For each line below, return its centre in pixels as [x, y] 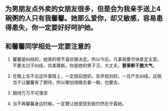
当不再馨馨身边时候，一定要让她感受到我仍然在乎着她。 [69, 103]
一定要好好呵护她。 [67, 28]
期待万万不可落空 [30, 93]
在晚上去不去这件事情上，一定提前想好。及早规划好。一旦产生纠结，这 [85, 76]
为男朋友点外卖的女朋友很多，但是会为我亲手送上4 [83, 9]
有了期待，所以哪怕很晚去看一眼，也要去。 [78, 82]
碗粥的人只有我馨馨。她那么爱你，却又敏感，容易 [81, 18]
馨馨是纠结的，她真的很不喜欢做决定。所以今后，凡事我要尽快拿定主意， [87, 59]
